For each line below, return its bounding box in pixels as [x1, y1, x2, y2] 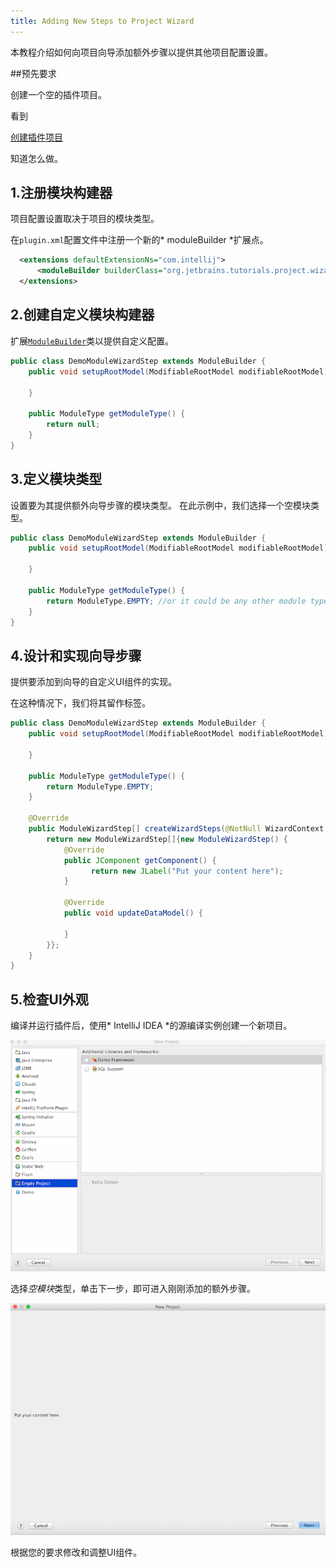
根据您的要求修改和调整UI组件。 [10, 1546, 143, 1558]
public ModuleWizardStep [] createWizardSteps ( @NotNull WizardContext [28, 824, 325, 834]
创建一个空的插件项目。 [10, 88, 107, 100]
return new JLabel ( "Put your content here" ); [90, 866, 284, 876]
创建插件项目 [10, 131, 63, 143]
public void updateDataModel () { [63, 908, 203, 918]
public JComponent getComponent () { [63, 855, 217, 865]
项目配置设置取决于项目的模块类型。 [10, 213, 160, 225]
